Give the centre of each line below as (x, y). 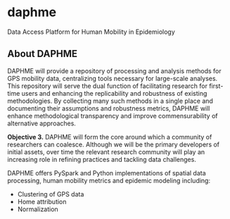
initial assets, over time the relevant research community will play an (106, 151)
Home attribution (42, 201)
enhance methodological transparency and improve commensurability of (113, 115)
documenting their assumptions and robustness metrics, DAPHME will (109, 108)
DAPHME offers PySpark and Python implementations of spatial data (107, 173)
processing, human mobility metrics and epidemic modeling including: (109, 180)
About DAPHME (43, 54)
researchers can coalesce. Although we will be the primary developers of (114, 144)
